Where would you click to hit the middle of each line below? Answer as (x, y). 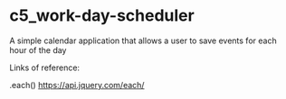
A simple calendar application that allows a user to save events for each (143, 40)
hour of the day (38, 49)
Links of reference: (44, 67)
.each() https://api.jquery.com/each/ (77, 85)
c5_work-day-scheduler (102, 16)
